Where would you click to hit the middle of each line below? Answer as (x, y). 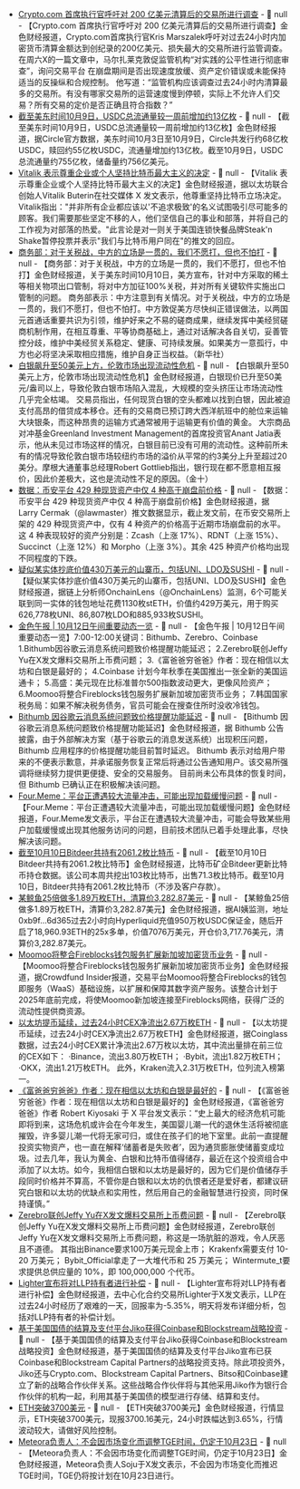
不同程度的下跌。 (50, 558)
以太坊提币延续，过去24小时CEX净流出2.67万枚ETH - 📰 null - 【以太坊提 (153, 1022)
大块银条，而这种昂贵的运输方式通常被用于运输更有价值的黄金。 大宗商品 (154, 422)
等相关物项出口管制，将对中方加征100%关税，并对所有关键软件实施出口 (151, 286)
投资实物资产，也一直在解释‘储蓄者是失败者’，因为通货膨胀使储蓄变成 (147, 1147)
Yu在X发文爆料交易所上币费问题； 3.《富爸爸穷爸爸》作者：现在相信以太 (153, 660)
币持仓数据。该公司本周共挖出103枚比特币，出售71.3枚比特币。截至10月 (151, 875)
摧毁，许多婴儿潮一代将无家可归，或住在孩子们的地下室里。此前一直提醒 (153, 1136)
